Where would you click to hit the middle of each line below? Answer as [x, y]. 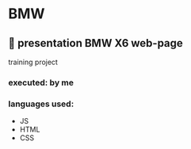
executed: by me [41, 82]
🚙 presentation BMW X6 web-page [96, 43]
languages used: [41, 104]
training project [33, 62]
